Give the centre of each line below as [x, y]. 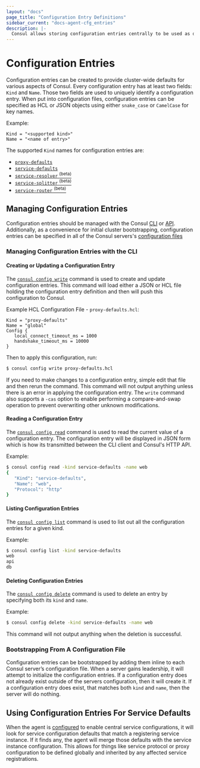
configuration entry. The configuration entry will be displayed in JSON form [99, 438]
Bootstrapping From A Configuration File [66, 649]
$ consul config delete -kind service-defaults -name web [79, 623]
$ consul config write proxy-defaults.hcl [60, 368]
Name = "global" [26, 326]
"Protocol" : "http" [38, 490]
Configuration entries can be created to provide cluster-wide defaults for [95, 80]
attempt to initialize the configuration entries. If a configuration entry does [97, 675]
